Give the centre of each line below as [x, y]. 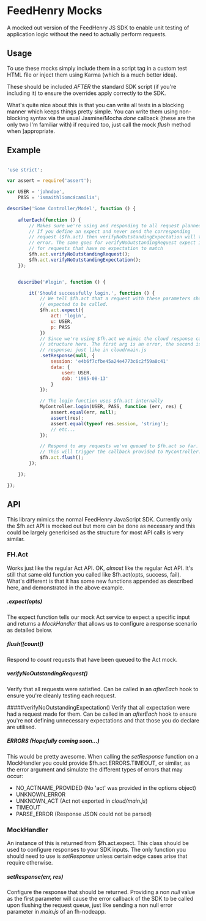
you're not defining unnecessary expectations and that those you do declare [103, 720]
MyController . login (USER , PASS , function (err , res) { [111, 407]
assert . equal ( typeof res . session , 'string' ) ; [109, 423]
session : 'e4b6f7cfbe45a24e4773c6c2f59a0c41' [109, 362]
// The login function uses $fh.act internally [101, 401]
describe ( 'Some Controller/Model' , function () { [72, 209]
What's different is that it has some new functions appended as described [100, 581]
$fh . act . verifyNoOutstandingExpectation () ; [85, 260]
